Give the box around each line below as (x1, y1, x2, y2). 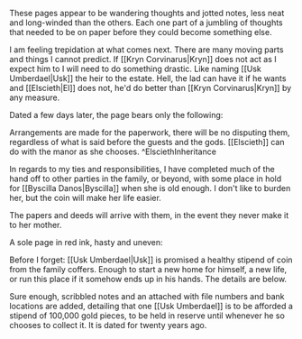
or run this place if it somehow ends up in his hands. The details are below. (9, 274, 287, 284)
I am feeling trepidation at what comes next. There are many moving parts (9, 44, 284, 55)
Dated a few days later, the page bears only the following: (9, 110, 224, 120)
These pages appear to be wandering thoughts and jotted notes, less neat (9, 8, 285, 18)
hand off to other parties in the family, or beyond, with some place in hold (9, 173, 282, 184)
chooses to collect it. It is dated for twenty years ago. (9, 320, 207, 330)
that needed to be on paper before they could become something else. (9, 27, 272, 37)
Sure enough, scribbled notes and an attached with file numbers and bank (9, 291, 285, 301)
